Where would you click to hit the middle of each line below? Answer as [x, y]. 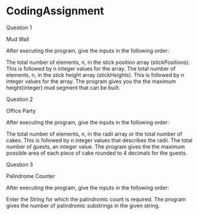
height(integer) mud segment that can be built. [63, 87]
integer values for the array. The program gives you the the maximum [91, 81]
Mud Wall [18, 39]
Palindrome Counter [31, 176]
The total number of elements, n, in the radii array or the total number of [94, 134]
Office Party [21, 110]
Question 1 [19, 27]
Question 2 [20, 99]
